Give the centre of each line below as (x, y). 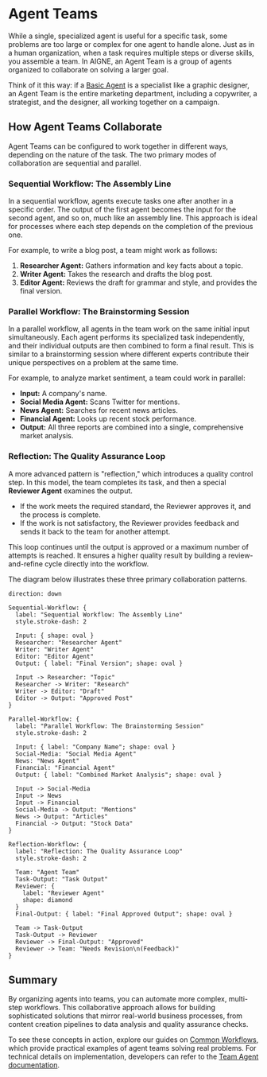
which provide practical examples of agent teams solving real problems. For (132, 1048)
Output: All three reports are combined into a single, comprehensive (132, 427)
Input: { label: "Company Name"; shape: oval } (96, 747)
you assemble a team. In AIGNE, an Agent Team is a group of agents (120, 61)
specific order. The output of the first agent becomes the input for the (122, 210)
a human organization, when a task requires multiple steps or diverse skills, (131, 52)
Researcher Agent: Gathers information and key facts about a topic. (132, 266)
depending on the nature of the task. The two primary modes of (112, 154)
